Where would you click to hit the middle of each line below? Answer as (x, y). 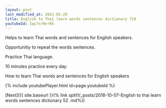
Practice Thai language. (29, 57)
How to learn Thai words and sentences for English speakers (67, 76)
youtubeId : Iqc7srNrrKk (30, 24)
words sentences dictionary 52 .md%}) (45, 101)
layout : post (19, 10)
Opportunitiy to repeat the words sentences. (50, 47)
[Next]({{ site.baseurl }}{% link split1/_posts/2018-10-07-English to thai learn (83, 95)
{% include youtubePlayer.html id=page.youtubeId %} (60, 86)
